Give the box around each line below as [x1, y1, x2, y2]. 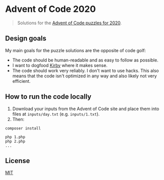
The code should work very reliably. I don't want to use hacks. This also [12, 67, 159, 73]
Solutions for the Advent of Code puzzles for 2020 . [17, 20, 122, 26]
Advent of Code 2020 [5, 3, 96, 15]
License [5, 156, 30, 165]
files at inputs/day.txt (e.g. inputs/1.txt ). [12, 111, 100, 117]
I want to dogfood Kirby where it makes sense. [12, 62, 108, 68]
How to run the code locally [5, 93, 92, 101]
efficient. [12, 78, 31, 84]
